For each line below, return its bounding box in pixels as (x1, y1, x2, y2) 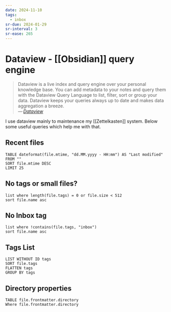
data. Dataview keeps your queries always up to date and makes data (17, 97, 164, 103)
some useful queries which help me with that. (5, 123, 101, 129)
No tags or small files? (5, 180, 78, 188)
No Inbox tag (5, 211, 47, 220)
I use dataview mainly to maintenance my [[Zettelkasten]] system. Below (5, 118, 158, 124)
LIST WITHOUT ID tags (5, 257, 52, 262)
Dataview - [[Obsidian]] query (5, 53, 135, 65)
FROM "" (5, 157, 22, 162)
